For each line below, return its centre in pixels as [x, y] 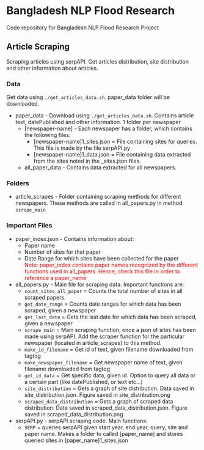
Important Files [29, 226]
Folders [18, 183]
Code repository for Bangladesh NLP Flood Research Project [82, 28]
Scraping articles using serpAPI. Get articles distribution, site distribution [98, 61]
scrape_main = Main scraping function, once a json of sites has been [110, 330]
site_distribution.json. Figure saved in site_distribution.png [97, 394]
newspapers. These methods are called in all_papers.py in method [99, 203]
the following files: [47, 135]
